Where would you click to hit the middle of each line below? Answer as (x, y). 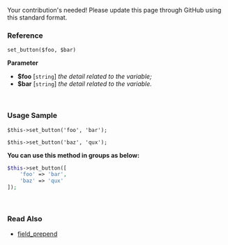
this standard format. (37, 17)
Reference (25, 36)
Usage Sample (32, 116)
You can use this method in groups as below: (74, 155)
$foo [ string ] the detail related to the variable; (84, 77)
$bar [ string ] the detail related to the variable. (84, 84)
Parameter (23, 63)
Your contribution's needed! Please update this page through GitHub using (114, 10)
